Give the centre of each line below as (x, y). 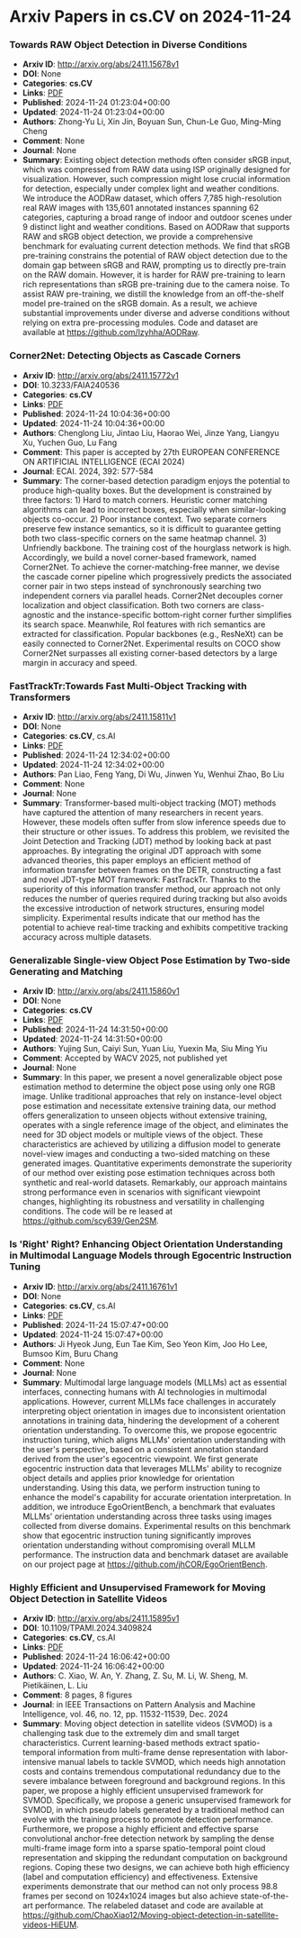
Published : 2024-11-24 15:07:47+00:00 (95, 1324)
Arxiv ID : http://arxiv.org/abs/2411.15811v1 (99, 717)
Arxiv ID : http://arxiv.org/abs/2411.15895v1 (101, 1618)
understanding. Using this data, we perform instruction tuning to (141, 1488)
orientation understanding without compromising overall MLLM (139, 1545)
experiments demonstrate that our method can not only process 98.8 (150, 1886)
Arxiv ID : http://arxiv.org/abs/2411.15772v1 (101, 375)
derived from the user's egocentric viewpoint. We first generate (140, 1459)
